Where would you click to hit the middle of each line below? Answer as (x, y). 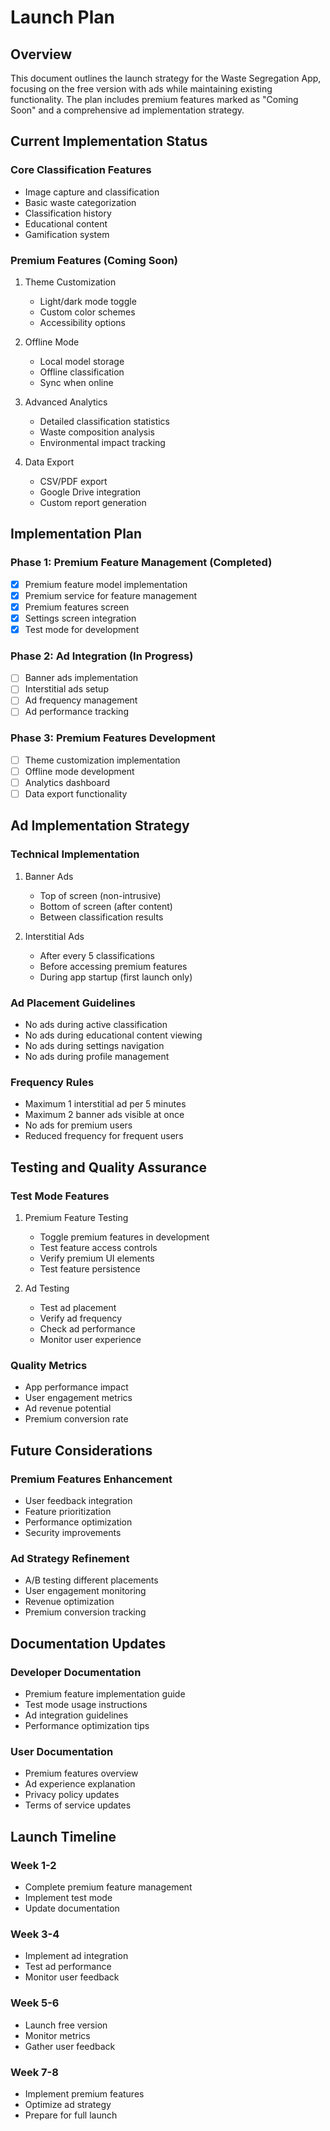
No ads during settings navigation (94, 1046)
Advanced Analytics (66, 402)
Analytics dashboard (67, 782)
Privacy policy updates (72, 1795)
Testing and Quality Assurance (108, 1167)
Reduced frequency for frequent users (104, 1136)
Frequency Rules (52, 1082)
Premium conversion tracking (85, 1612)
